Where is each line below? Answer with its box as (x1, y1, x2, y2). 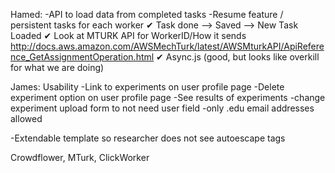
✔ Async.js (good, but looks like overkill (156, 51, 320, 63)
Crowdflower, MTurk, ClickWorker (10, 152, 150, 163)
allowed (10, 113, 43, 124)
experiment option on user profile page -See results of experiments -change (10, 92, 326, 103)
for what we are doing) (10, 62, 105, 73)
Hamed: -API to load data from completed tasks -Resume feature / (10, 9, 284, 20)
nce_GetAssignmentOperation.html (10, 51, 155, 63)
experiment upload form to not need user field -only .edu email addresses (10, 102, 315, 114)
